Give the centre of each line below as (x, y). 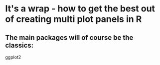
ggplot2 (13, 57)
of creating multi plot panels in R (74, 19)
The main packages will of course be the (69, 37)
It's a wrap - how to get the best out (80, 9)
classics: (19, 45)
